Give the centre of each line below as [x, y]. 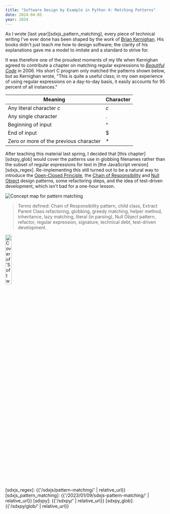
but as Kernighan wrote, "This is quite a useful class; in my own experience [84, 76]
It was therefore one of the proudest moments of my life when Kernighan [82, 60]
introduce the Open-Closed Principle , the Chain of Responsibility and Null [82, 176]
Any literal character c [34, 108]
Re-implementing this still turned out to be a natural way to [97, 170]
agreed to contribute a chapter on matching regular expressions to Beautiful [85, 65]
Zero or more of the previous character [54, 141]
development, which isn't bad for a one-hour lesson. [60, 186]
